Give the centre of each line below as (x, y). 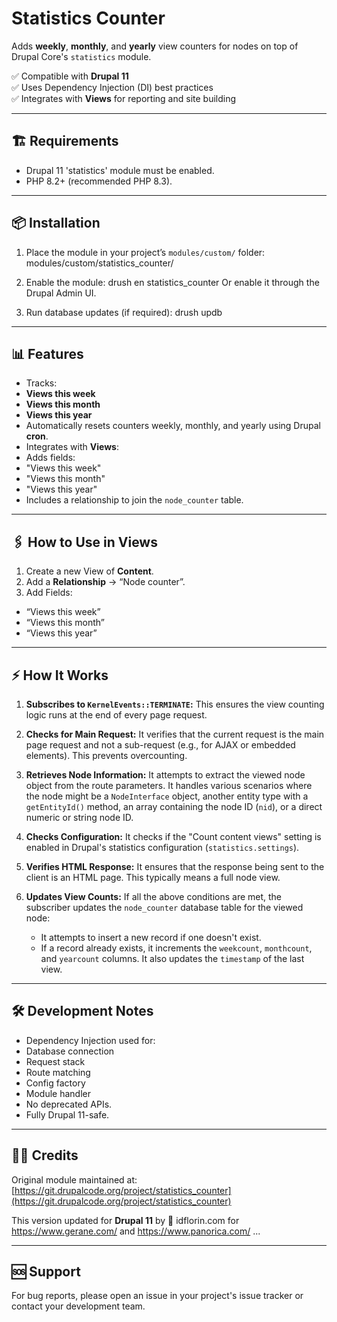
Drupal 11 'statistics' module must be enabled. (120, 170)
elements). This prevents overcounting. (106, 755)
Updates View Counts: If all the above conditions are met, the (154, 896)
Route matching (58, 1072)
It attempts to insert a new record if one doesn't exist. (151, 937)
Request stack (55, 1061)
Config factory (55, 1083)
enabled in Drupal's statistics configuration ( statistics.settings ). (162, 847)
